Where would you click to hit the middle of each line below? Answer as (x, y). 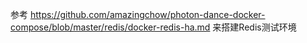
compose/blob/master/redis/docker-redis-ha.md (110, 27)
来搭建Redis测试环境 (254, 27)
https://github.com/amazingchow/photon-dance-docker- (147, 14)
